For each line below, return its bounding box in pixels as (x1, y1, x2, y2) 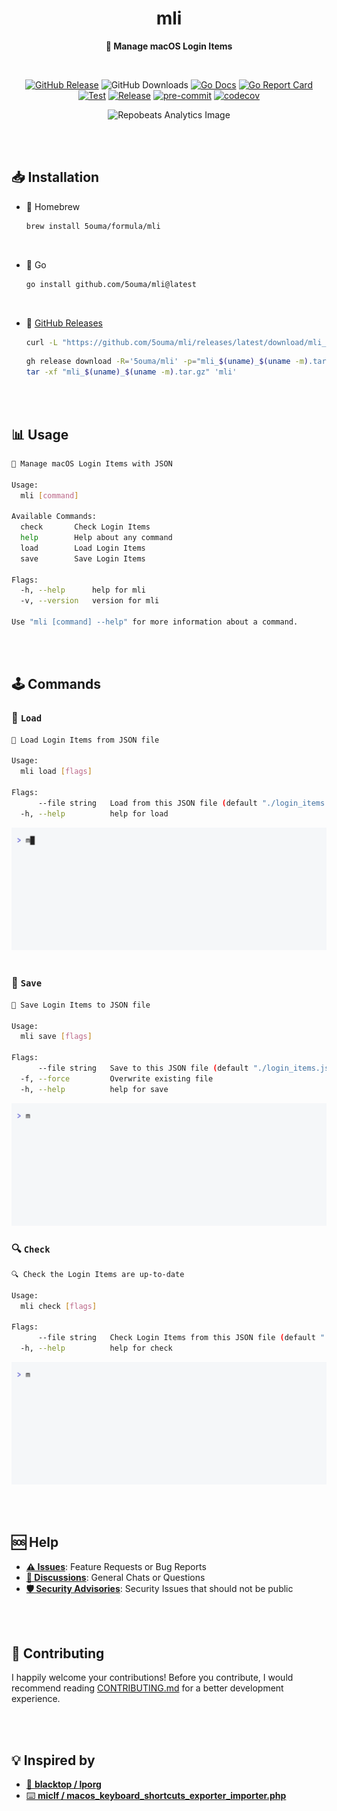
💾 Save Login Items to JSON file (11, 1000, 151, 1010)
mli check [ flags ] (20, 1301, 98, 1311)
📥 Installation (11, 169, 100, 186)
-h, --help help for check (20, 1343, 173, 1353)
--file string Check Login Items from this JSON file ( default (37, 1333, 316, 1343)
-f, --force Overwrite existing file (20, 1073, 214, 1084)
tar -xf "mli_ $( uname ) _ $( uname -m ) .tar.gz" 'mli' (25, 367, 238, 377)
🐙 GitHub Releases (25, 317, 103, 329)
